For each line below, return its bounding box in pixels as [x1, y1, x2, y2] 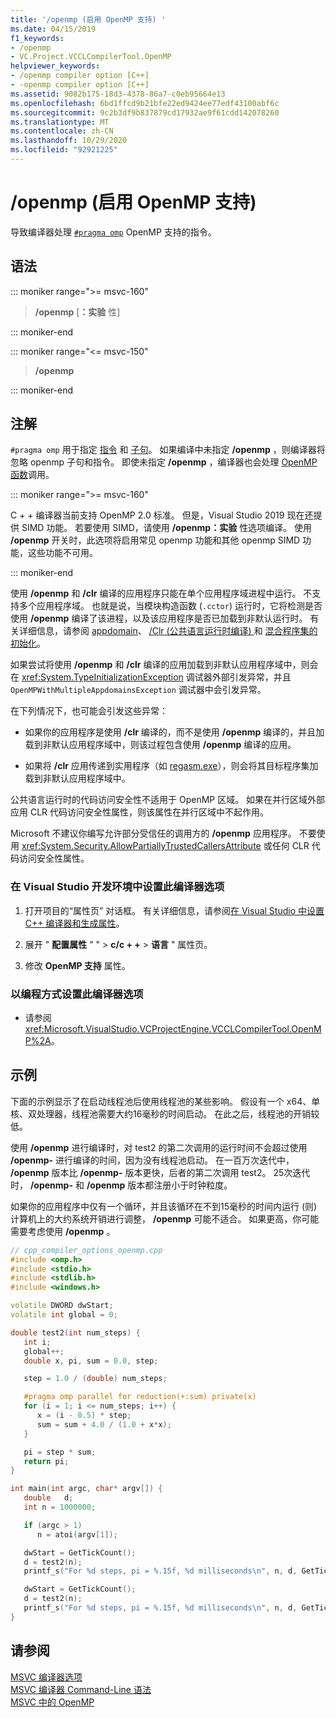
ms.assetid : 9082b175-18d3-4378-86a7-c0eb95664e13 [10, 89, 226, 99]
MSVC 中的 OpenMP [10, 1696, 95, 1708]
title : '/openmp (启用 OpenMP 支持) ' [10, 14, 167, 25]
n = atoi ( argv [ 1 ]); [36, 1529, 118, 1540]
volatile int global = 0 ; [10, 1310, 118, 1320]
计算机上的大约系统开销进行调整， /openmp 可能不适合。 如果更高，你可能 [10, 1212, 320, 1225]
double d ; [23, 1493, 74, 1503]
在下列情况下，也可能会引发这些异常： [10, 705, 168, 717]
